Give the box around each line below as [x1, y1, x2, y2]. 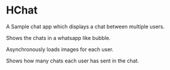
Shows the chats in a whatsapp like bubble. [6, 34, 111, 41]
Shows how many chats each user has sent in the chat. [6, 57, 140, 64]
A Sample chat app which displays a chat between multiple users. [6, 23, 165, 30]
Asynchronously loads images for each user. [6, 45, 114, 53]
